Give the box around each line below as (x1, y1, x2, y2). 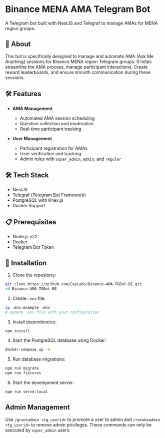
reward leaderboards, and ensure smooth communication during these (5, 69, 151, 75)
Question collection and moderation (19, 120, 94, 126)
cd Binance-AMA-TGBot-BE (5, 286, 57, 291)
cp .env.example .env (5, 305, 50, 310)
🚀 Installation (5, 259, 47, 267)
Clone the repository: (12, 272, 56, 278)
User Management (12, 135, 52, 141)
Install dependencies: (12, 319, 57, 325)
